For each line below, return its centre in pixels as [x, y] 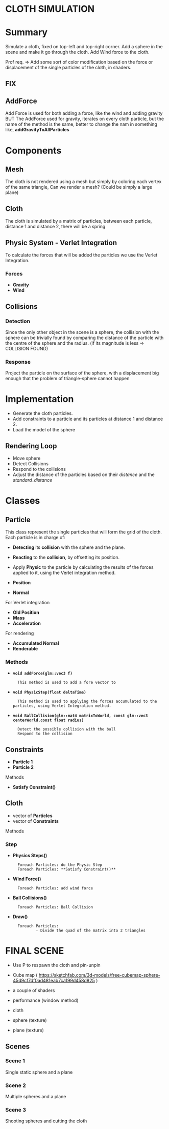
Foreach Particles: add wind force [55, 888]
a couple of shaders [34, 991]
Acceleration [27, 623]
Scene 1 [15, 1061]
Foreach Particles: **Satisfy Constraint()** [67, 869]
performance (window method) [45, 1000]
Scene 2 [16, 1085]
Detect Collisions [30, 463]
